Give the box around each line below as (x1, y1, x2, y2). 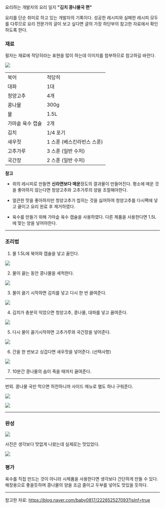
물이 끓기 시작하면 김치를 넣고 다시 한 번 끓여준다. (12, 289, 107, 296)
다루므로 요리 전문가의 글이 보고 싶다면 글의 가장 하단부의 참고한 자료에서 (10, 21, 149, 27)
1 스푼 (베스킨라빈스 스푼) (46, 139, 103, 145)
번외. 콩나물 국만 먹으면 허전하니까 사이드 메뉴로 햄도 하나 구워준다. (5, 383, 134, 389)
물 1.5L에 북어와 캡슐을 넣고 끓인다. (12, 250, 80, 256)
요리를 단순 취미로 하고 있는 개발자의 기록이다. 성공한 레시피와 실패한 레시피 (5, 15, 149, 21)
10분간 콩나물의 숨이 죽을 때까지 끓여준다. (12, 368, 92, 374)
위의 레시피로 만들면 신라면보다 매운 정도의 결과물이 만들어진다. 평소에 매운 (12, 181, 154, 187)
